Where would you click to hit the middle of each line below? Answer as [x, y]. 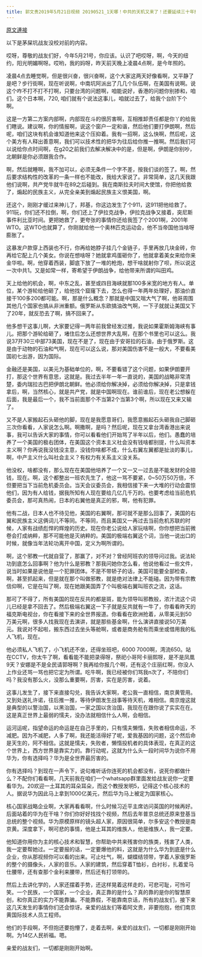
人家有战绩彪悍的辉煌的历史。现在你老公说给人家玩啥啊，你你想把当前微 [106, 528]
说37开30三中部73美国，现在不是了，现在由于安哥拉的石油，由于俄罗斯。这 [100, 341]
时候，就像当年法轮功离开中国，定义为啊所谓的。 [67, 543]
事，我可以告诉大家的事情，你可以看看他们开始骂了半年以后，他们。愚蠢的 [98, 434]
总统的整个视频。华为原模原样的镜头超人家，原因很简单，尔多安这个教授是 [98, 821]
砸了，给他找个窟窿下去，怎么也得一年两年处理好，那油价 [119, 291]
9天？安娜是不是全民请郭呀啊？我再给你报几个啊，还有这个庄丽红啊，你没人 [100, 665]
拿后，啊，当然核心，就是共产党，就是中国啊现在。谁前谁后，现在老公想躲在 [101, 391]
